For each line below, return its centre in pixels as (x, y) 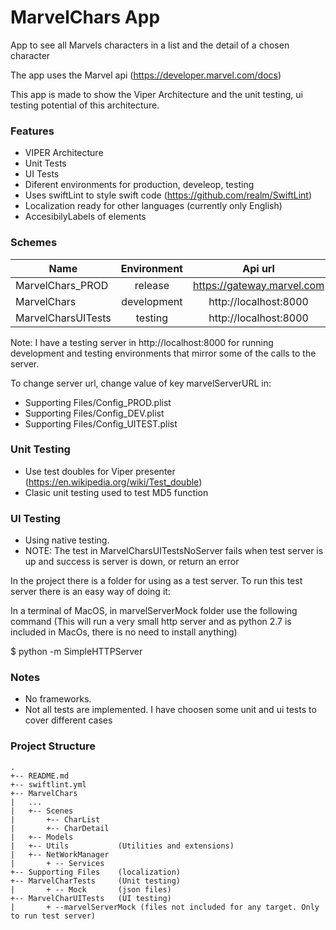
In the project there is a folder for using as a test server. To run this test (156, 581)
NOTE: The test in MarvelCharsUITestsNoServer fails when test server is (174, 551)
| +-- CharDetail (60, 828)
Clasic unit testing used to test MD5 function (116, 492)
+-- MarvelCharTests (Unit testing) (96, 881)
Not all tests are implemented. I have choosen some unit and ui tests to (170, 710)
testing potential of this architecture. (85, 105)
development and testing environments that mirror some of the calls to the (163, 353)
